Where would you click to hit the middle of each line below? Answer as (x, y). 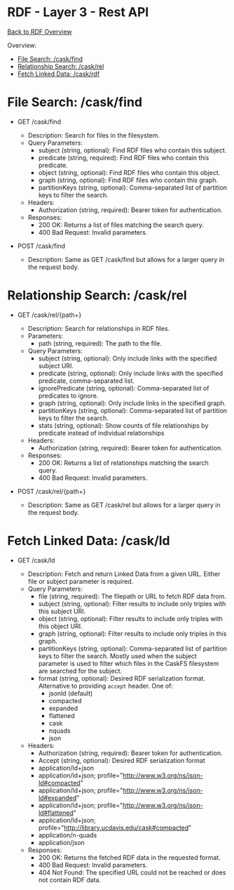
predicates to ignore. (68, 395)
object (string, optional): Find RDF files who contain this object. (129, 172)
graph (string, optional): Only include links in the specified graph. (132, 403)
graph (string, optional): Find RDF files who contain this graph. (128, 180)
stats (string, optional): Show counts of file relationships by (123, 425)
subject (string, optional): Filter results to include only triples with (132, 603)
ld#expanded (57, 797)
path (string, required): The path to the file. (100, 343)
